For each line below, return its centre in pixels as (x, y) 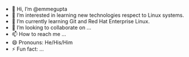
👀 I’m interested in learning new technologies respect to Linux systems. (98, 15)
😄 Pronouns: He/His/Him (42, 42)
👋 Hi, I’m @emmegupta (39, 9)
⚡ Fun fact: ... (28, 49)
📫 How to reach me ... (39, 34)
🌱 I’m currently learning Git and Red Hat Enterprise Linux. (81, 21)
